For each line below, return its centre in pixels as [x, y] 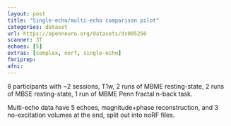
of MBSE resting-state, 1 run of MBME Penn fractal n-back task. [100, 94]
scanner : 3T [25, 40]
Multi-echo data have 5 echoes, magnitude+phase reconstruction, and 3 [113, 107]
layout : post [26, 14]
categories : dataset [38, 27]
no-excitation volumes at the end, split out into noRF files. [91, 115]
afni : [15, 66]
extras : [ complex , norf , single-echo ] [64, 53]
